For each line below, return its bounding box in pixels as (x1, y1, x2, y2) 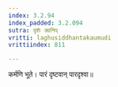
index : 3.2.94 (8, 11, 55, 20)
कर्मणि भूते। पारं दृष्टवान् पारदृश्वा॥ (8, 70, 93, 79)
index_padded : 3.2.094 (8, 19, 83, 27)
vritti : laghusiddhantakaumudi (8, 33, 112, 42)
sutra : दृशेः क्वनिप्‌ (8, 26, 58, 34)
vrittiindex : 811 (8, 41, 66, 49)
